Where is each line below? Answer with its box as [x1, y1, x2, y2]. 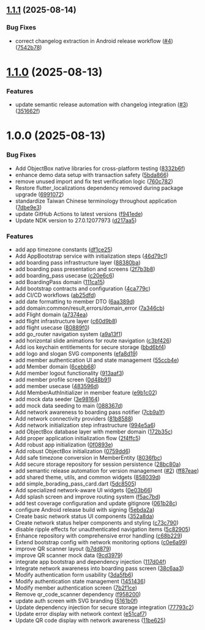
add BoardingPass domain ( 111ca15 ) [15, 278, 105, 285]
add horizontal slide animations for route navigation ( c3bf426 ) [15, 337, 172, 344]
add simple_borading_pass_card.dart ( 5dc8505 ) [15, 480, 136, 487]
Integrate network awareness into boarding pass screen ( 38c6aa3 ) [15, 564, 185, 572]
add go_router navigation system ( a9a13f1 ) [15, 330, 123, 337]
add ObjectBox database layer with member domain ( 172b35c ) [15, 428, 173, 435]
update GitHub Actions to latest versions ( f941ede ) [15, 210, 143, 217]
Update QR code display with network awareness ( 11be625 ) [15, 617, 166, 624]
